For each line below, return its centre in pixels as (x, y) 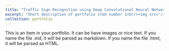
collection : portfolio (29, 19)
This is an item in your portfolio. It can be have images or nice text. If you (80, 33)
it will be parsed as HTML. (32, 44)
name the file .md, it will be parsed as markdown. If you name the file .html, (83, 38)
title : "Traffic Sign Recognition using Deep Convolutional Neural (77, 10)
